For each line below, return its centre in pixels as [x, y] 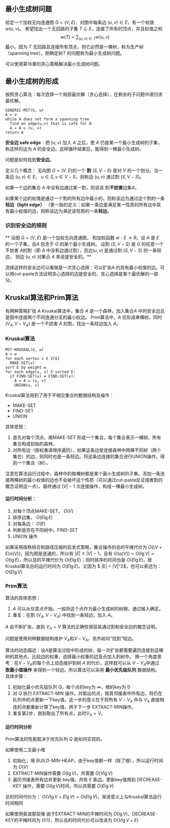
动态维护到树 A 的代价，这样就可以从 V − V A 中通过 [107, 663]
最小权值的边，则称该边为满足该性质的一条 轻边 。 [60, 211]
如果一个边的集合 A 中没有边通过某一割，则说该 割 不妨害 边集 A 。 [72, 188]
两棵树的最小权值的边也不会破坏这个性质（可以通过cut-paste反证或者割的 [86, 480]
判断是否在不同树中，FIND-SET [45, 530]
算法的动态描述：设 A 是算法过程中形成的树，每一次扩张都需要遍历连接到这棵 [84, 650]
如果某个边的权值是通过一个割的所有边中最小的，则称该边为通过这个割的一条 [85, 198]
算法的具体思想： [23, 598]
